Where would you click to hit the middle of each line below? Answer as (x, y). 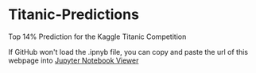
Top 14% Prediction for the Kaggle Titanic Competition (97, 36)
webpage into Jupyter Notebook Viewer (74, 60)
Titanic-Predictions (74, 15)
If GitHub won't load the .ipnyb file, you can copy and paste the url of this (128, 52)
